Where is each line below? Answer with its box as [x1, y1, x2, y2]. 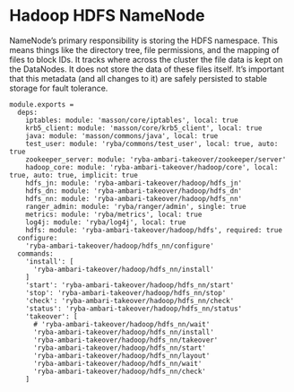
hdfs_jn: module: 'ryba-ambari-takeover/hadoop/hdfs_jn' [25, 179, 243, 187]
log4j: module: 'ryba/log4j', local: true [25, 217, 186, 227]
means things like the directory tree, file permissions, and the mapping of [9, 44, 280, 55]
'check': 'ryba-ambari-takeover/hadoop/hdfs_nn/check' [25, 296, 235, 305]
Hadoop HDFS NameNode [9, 5, 205, 26]
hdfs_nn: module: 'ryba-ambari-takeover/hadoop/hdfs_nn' [25, 194, 243, 203]
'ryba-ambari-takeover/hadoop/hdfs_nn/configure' [25, 241, 215, 250]
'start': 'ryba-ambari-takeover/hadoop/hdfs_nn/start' [25, 280, 235, 290]
